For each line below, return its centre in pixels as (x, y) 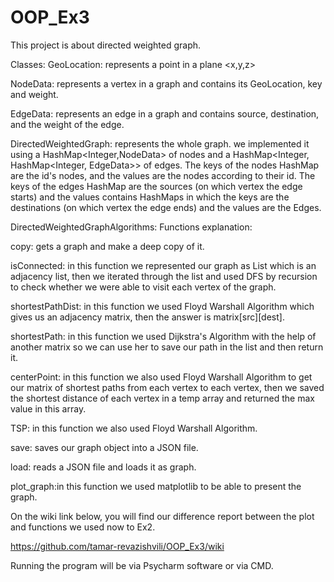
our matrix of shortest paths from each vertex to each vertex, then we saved (167, 387)
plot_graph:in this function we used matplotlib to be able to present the (156, 486)
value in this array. (48, 408)
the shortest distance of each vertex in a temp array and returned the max (162, 398)
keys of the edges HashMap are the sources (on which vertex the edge (156, 186)
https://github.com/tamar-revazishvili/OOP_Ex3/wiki (117, 546)
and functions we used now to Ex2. (83, 527)
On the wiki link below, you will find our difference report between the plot (162, 516)
